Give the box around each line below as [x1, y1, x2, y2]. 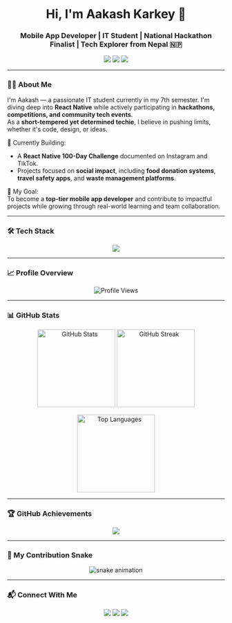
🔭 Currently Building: [7, 138, 66, 147]
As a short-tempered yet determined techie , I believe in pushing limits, [7, 118, 211, 126]
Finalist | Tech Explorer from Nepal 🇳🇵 [49, 39, 183, 49]
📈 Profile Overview [7, 268, 74, 277]
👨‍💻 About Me [7, 80, 52, 89]
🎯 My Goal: [7, 187, 39, 196]
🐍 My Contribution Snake [7, 550, 93, 559]
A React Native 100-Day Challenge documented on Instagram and [17, 151, 208, 160]
